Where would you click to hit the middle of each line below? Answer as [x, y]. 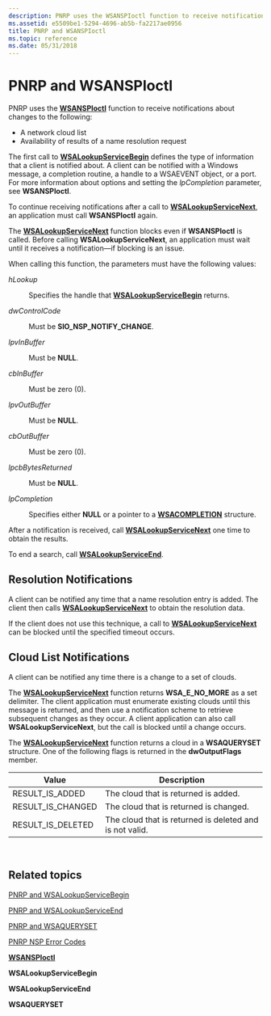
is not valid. [126, 829]
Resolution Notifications [71, 580]
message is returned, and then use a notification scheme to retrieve [121, 710]
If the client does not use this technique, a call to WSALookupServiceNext [133, 623]
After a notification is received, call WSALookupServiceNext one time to [129, 530]
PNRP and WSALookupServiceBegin [69, 895]
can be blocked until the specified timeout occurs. [92, 632]
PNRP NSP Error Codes [47, 942]
